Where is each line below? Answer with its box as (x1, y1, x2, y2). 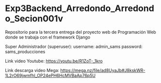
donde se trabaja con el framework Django (5, 34, 91, 40)
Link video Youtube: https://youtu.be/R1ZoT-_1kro (5, 58, 103, 64)
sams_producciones (5, 49, 46, 55)
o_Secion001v (5, 13, 64, 24)
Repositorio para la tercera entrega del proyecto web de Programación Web (5, 29, 156, 35)
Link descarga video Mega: (5, 67, 60, 73)
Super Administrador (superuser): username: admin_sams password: (5, 43, 143, 49)
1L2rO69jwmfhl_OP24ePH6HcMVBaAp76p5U (5, 72, 96, 78)
